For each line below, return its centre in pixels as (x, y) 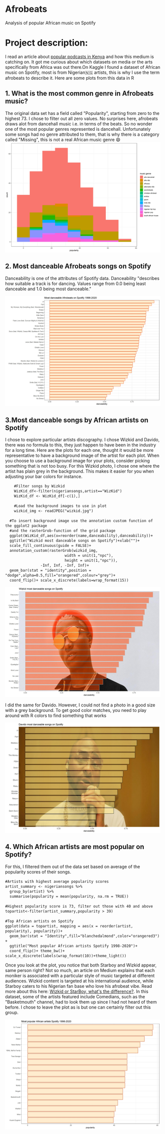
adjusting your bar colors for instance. (44, 476)
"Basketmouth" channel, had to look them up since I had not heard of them (81, 1002)
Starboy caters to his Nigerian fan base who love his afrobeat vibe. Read (79, 986)
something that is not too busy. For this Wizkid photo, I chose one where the (82, 466)
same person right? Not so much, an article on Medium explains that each (80, 970)
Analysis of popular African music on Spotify (50, 23)
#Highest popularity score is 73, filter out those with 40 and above (79, 906)
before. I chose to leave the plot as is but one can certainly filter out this (78, 1007)
